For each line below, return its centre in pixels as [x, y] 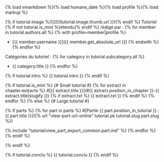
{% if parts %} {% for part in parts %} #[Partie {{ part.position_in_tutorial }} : [82, 111]
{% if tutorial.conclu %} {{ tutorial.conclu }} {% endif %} [62, 155]
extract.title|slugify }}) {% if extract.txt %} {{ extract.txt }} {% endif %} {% [80, 96]
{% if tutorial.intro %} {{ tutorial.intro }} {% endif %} [57, 76]
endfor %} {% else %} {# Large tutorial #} [47, 101]
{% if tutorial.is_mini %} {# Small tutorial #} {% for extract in [66, 85]
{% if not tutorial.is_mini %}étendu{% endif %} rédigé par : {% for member [81, 27]
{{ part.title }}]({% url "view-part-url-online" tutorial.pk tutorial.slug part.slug [82, 116]
